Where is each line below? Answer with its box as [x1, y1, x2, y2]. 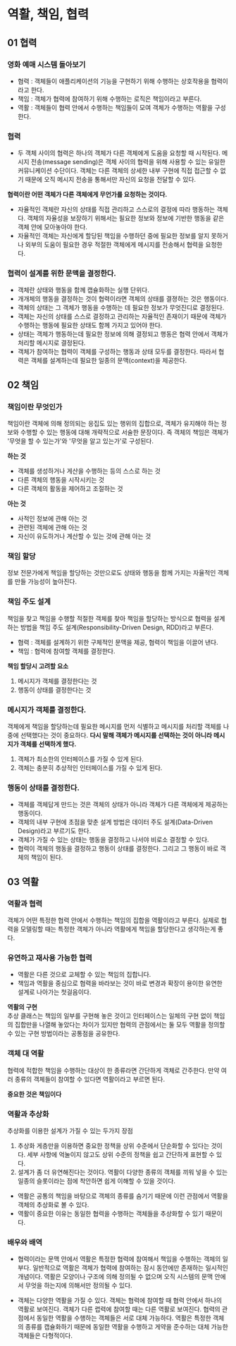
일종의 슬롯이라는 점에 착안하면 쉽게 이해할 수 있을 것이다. [17, 1176, 176, 1185]
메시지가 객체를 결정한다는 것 [17, 677, 97, 685]
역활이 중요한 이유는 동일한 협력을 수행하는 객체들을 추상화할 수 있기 [17, 1209, 204, 1218]
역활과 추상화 [7, 1109, 49, 1119]
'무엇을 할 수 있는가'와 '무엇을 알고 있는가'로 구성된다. [7, 437, 154, 445]
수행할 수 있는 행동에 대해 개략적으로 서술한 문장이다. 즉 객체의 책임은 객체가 [20, 428, 229, 437]
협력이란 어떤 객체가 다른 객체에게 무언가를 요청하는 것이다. [7, 190, 168, 199]
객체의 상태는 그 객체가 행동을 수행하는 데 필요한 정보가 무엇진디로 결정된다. [17, 304, 225, 312]
